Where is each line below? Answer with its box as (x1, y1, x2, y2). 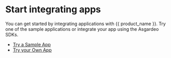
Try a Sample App (12, 41, 51, 47)
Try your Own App (12, 47, 52, 53)
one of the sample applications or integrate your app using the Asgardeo (5, 26, 159, 32)
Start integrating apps (5, 4, 101, 15)
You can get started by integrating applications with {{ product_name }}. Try (5, 21, 166, 27)
